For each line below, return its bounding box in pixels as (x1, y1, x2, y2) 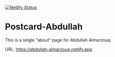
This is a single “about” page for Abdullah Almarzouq (5, 37, 111, 43)
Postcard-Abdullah (5, 22, 83, 32)
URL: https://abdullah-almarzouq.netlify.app (5, 46, 93, 52)
